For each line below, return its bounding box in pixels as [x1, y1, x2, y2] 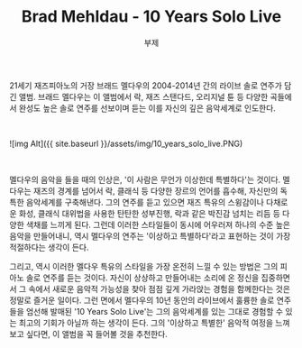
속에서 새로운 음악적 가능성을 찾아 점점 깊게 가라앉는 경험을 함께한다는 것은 [28, 283, 291, 294]
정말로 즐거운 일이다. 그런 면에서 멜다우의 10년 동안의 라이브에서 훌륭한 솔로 [9, 295, 275, 306]
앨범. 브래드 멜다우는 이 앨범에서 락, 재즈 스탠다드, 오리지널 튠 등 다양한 [18, 91, 269, 102]
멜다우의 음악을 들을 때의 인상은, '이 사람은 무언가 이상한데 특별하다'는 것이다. [9, 174, 281, 185]
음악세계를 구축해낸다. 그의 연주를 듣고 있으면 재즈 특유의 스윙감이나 [25, 197, 264, 207]
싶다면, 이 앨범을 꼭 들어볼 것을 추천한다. [25, 328, 169, 339]
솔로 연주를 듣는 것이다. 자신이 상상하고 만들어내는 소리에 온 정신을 [25, 272, 260, 283]
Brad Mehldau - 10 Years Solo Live [21, 6, 282, 27]
